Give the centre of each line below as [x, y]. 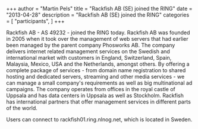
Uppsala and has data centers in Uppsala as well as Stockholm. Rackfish [95, 95]
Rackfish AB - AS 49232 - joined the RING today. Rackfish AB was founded [98, 33]
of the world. [22, 108]
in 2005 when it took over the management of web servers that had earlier [97, 39]
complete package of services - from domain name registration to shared [96, 70]
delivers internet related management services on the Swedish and [88, 51]
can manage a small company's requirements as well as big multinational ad [99, 83]
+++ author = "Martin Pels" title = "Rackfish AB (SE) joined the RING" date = [99, 9]
